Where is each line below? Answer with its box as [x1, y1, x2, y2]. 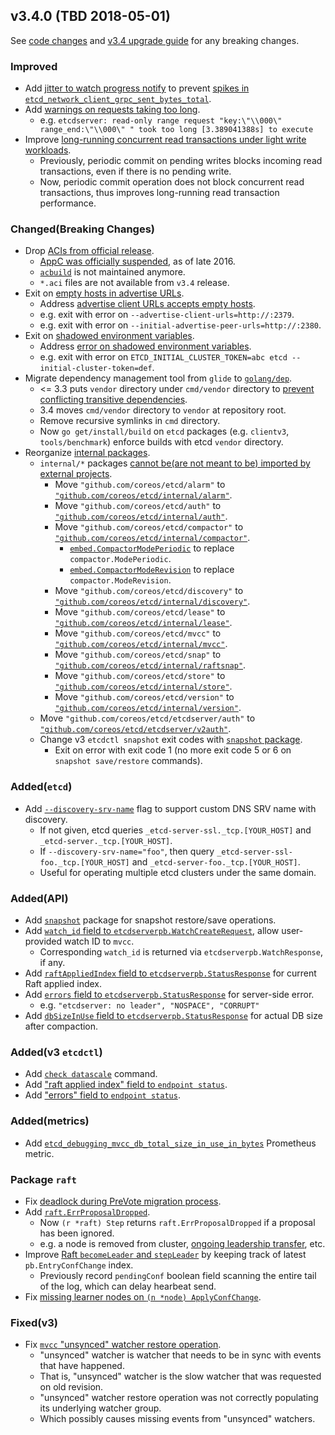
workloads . [24, 144, 72, 156]
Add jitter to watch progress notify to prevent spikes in [24, 82, 250, 94]
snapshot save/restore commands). [54, 755, 203, 767]
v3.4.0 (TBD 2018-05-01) [10, 8, 171, 25]
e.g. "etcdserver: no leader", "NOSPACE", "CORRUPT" [39, 999, 260, 1011]
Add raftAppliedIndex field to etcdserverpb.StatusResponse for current [24, 967, 317, 979]
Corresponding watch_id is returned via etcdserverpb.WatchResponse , [39, 946, 323, 958]
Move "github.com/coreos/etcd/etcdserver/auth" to [39, 712, 256, 724]
